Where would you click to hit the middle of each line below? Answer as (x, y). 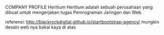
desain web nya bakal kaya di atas (41, 27)
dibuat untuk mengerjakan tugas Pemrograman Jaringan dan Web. (74, 12)
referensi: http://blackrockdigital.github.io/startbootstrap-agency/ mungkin (82, 22)
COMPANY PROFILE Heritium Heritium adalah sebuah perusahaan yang (79, 7)
